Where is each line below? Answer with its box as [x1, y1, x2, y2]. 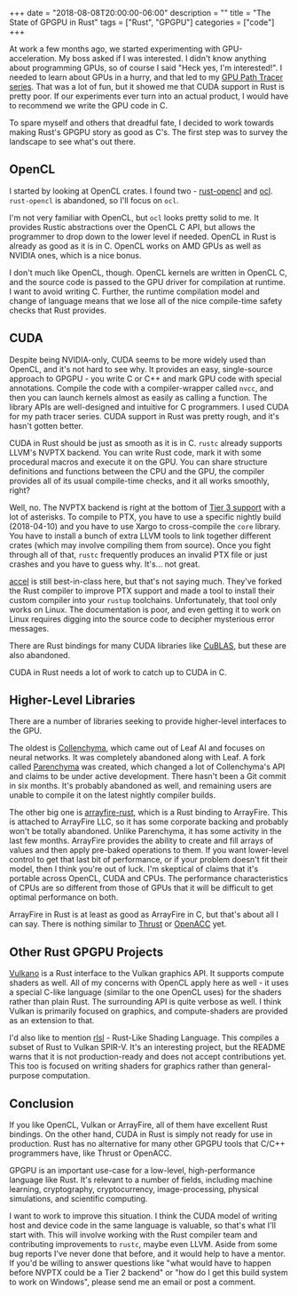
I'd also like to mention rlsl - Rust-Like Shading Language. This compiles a [9, 1032, 279, 1043]
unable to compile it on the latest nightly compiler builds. [9, 790, 216, 800]
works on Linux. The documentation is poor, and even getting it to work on [9, 604, 281, 615]
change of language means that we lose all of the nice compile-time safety [9, 295, 283, 306]
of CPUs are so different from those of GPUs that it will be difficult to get [9, 883, 273, 894]
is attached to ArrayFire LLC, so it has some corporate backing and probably [9, 816, 289, 827]
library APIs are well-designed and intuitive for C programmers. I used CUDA [9, 402, 289, 412]
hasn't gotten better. [9, 420, 84, 431]
